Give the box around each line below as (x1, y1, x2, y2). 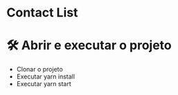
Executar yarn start (16, 80, 72, 88)
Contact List (6, 5, 78, 21)
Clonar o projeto (16, 65, 63, 74)
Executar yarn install (16, 72, 75, 81)
